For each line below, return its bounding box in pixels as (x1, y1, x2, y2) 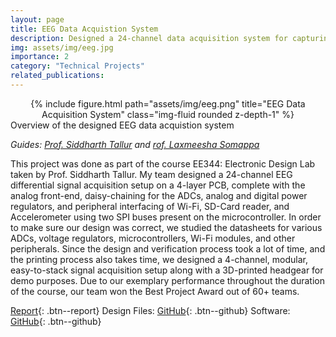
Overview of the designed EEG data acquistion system (10, 119, 235, 131)
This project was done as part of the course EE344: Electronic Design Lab (10, 157, 316, 170)
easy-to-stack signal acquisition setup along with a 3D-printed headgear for (10, 264, 324, 276)
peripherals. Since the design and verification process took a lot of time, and (10, 242, 326, 255)
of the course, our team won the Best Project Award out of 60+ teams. (10, 285, 300, 297)
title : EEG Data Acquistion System (10, 24, 159, 34)
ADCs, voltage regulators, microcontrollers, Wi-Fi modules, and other (10, 232, 296, 244)
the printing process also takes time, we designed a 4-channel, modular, (10, 253, 308, 265)
